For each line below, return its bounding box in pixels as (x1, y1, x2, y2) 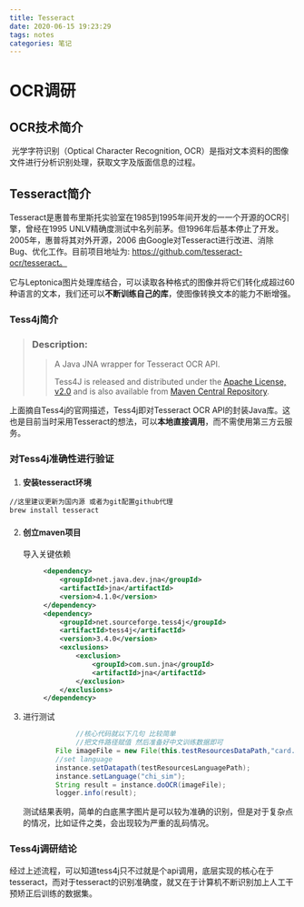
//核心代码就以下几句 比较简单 (75, 730, 176, 739)
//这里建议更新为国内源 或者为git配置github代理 (9, 498, 174, 507)
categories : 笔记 (9, 38, 73, 48)
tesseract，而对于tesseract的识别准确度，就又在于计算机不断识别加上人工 (9, 876, 286, 887)
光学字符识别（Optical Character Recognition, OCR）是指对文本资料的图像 (11, 146, 289, 156)
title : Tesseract (9, 13, 75, 23)
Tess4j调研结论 (9, 842, 77, 855)
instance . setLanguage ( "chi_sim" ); (55, 771, 186, 781)
